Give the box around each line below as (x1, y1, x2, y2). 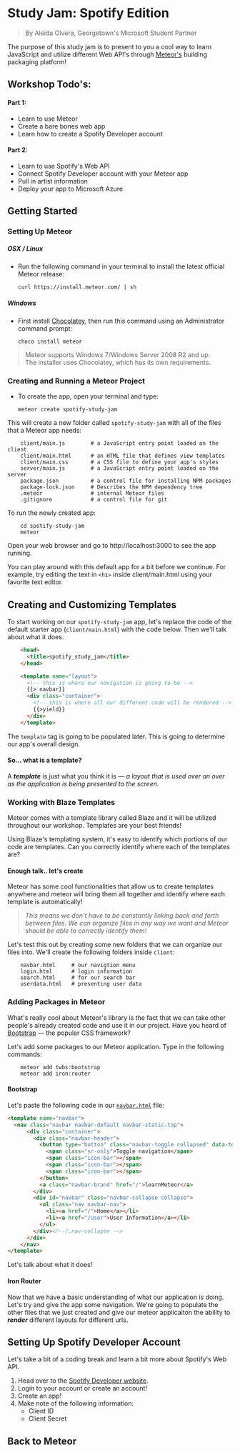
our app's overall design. (7, 739, 81, 748)
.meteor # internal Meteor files (20, 490, 164, 497)
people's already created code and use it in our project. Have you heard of (7, 1021, 227, 1029)
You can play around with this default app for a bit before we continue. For (7, 563, 226, 571)
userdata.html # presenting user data (20, 981, 142, 988)
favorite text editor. (7, 578, 64, 586)
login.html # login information (20, 968, 133, 976)
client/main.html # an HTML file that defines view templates (20, 452, 225, 460)
